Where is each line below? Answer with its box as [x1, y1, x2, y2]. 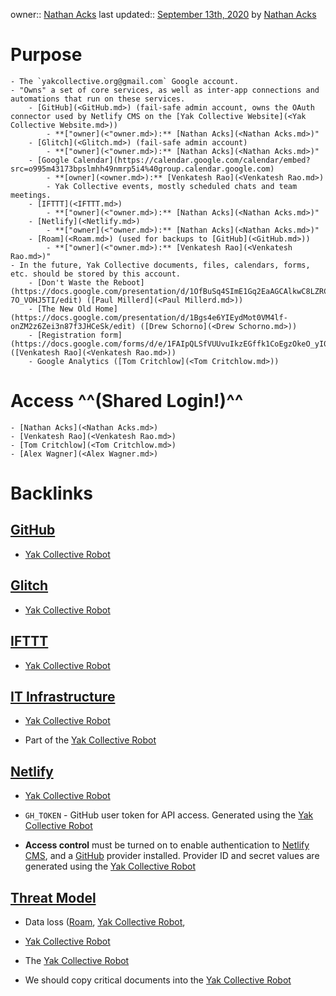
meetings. [10, 190, 52, 200]
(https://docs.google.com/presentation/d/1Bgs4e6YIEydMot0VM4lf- [10, 312, 288, 323]
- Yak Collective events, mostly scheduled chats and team [46, 181, 298, 191]
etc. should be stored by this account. [10, 269, 182, 279]
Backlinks [10, 482, 94, 505]
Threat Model [10, 889, 97, 906]
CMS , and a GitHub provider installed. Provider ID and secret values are [24, 850, 320, 862]
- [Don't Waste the [28, 277, 110, 288]
